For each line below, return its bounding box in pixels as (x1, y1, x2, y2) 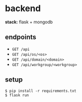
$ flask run (5, 93, 29, 98)
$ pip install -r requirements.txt (5, 88, 77, 93)
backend (5, 3, 41, 14)
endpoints (5, 33, 37, 41)
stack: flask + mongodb (5, 19, 53, 25)
